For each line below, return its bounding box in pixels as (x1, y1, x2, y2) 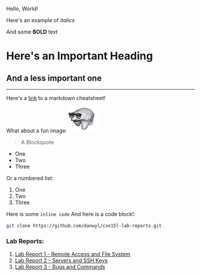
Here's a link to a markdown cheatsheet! (6, 95, 106, 101)
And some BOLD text (6, 28, 58, 35)
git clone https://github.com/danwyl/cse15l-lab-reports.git (6, 223, 162, 229)
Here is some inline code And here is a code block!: (6, 211, 136, 217)
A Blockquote (20, 139, 54, 145)
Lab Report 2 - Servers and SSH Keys (14, 257, 108, 264)
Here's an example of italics (6, 17, 75, 23)
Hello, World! (6, 5, 38, 12)
